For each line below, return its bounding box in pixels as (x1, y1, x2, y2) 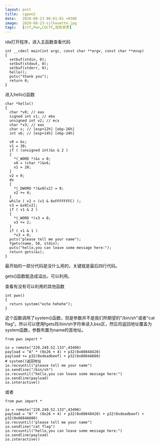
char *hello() (5, 101, 34, 107)
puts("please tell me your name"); (9, 237, 81, 242)
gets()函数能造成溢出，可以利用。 (5, 273, 72, 279)
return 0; (9, 78, 29, 83)
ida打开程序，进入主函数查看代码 (5, 39, 71, 45)
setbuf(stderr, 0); (9, 66, 49, 71)
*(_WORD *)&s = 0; (14, 156, 51, 161)
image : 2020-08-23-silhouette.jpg (5, 20, 77, 26)
